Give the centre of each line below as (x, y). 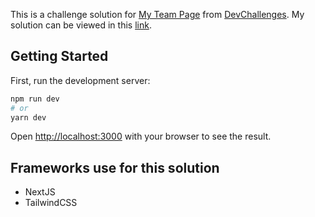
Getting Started (59, 56)
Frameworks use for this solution (115, 167)
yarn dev (28, 117)
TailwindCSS (51, 203)
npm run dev (35, 99)
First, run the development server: (80, 80)
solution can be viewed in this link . (81, 25)
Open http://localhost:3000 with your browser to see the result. (141, 136)
